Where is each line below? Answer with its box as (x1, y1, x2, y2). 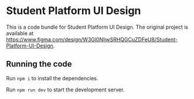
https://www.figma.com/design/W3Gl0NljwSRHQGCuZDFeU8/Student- (6, 36, 178, 43)
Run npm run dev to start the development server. (6, 86, 125, 93)
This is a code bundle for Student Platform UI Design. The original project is (6, 23, 189, 30)
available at (6, 29, 34, 36)
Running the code (6, 59, 72, 69)
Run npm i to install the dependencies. (6, 74, 98, 81)
